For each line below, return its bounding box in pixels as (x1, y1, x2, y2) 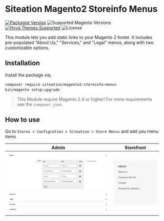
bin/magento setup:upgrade (5, 87, 60, 92)
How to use (5, 115, 40, 123)
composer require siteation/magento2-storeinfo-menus (5, 82, 117, 87)
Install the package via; (5, 72, 52, 78)
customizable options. (5, 45, 50, 50)
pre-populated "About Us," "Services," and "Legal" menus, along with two (5, 39, 154, 45)
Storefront (124, 145, 146, 150)
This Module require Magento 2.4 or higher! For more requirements (17, 96, 152, 102)
